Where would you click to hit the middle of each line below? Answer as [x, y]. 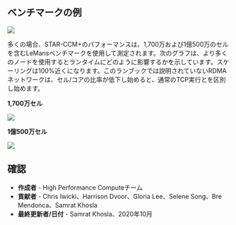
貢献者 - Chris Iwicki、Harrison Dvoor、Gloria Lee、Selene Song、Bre [120, 196]
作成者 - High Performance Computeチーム [80, 187]
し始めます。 [26, 88]
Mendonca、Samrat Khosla [57, 205]
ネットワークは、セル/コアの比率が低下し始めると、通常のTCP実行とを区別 [117, 79]
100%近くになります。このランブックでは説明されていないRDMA [132, 71]
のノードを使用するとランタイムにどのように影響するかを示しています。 [112, 61]
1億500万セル [27, 131]
